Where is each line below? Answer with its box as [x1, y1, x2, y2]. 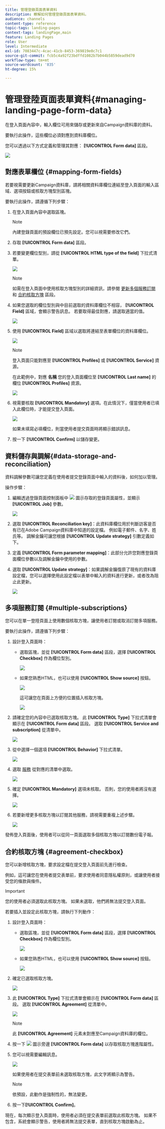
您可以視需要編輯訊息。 [12, 1052, 60, 1057]
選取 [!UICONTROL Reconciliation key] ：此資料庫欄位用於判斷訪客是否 [12, 521, 157, 527]
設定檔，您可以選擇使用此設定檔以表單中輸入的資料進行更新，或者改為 [12, 572, 155, 578]
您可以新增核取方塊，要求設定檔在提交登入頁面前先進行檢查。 [5, 862, 130, 867]
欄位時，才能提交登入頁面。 [21, 406, 77, 412]
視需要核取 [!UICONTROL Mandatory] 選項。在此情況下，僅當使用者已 [12, 400, 156, 406]
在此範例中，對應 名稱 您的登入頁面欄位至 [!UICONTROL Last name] [12, 374, 151, 380]
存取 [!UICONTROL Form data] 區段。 [12, 239, 89, 245]
